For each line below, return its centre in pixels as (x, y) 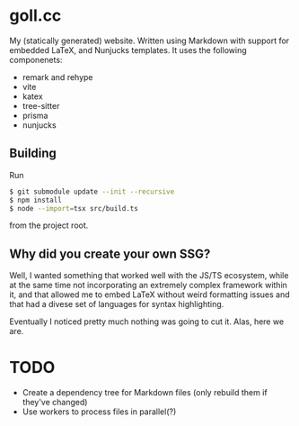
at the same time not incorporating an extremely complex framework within (148, 286)
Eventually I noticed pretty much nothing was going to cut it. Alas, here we (147, 322)
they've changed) (55, 403)
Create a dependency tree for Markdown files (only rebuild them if (145, 393)
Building (33, 154)
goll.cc (35, 16)
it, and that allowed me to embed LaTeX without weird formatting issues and (149, 295)
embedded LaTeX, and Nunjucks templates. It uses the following (128, 50)
